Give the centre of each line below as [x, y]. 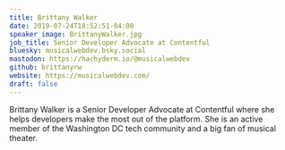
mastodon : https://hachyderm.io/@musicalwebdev [100, 59]
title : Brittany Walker [54, 17]
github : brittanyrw [46, 68]
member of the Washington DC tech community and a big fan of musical [142, 128]
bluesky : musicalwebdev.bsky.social [78, 51]
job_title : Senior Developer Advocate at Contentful [110, 42]
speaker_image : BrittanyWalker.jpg [76, 34]
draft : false [34, 84]
